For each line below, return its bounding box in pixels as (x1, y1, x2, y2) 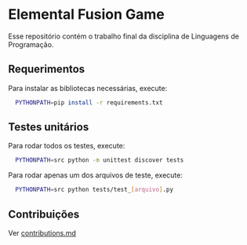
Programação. (8, 39, 54, 49)
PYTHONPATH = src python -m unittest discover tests (15, 156, 184, 164)
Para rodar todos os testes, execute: (8, 141, 125, 151)
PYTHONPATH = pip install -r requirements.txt (15, 98, 163, 107)
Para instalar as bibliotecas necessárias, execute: (8, 83, 168, 93)
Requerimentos (8, 63, 85, 76)
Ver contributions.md (8, 229, 77, 237)
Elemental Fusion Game (8, 5, 165, 24)
